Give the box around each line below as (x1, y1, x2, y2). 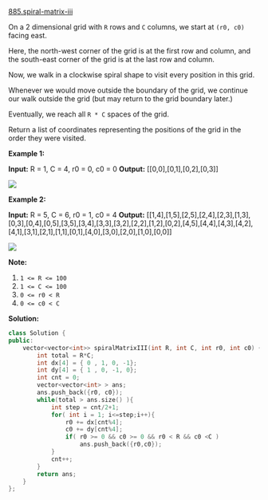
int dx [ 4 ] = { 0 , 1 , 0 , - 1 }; (37, 359, 138, 367)
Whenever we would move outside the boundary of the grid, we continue (8, 85, 249, 95)
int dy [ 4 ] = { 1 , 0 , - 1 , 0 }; (37, 366, 138, 374)
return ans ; (37, 470, 77, 478)
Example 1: (8, 149, 45, 158)
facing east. (8, 31, 48, 40)
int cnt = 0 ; (37, 374, 81, 382)
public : (8, 337, 34, 344)
